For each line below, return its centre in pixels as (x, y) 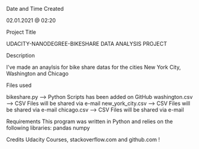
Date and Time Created (35, 9)
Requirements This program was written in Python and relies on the (90, 121)
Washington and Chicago (38, 74)
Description (20, 55)
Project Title (21, 32)
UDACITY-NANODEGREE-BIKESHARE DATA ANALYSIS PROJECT (87, 44)
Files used (19, 85)
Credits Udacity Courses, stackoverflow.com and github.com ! (83, 139)
